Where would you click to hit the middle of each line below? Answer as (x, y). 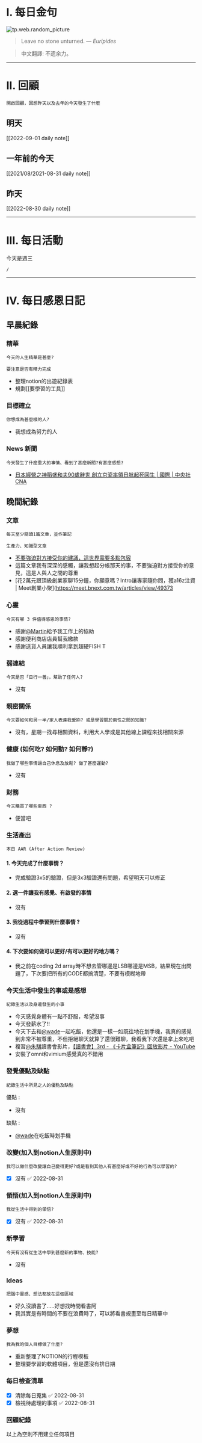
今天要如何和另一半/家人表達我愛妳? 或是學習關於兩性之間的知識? (77, 720)
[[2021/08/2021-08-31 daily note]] (48, 173)
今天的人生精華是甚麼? (30, 358)
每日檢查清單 (25, 1381)
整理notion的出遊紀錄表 (44, 381)
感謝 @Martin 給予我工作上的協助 (54, 631)
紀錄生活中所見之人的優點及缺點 (40, 1085)
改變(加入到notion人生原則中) (49, 1152)
